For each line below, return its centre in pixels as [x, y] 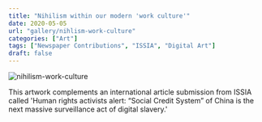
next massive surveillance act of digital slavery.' [88, 109]
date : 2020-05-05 [38, 23]
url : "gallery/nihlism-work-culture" [72, 31]
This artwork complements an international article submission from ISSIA [130, 92]
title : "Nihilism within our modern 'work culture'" [99, 16]
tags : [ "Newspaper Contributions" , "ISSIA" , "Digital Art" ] [112, 46]
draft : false [30, 53]
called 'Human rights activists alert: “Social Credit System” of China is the [131, 101]
